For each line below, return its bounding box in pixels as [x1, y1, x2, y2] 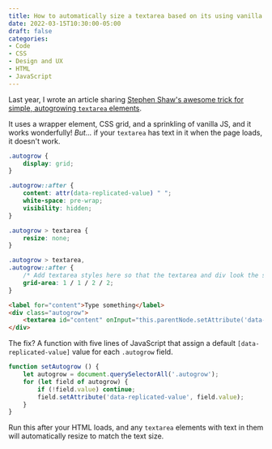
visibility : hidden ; [23, 204, 92, 212]
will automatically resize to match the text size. [8, 431, 164, 441]
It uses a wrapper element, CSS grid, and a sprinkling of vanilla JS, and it [8, 119, 252, 128]
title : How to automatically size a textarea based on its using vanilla [8, 11, 263, 20]
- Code [8, 42, 31, 50]
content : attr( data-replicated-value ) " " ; [23, 189, 172, 197]
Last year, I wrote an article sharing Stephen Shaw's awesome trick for [8, 94, 244, 104]
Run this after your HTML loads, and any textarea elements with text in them [8, 423, 264, 433]
